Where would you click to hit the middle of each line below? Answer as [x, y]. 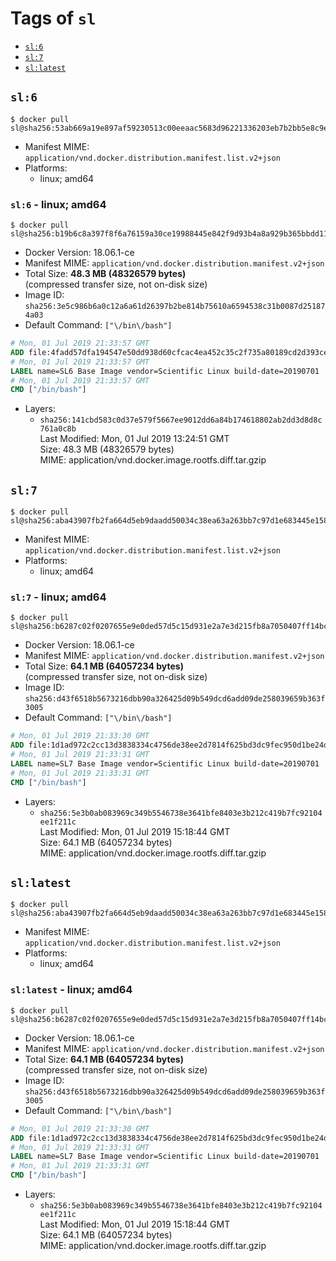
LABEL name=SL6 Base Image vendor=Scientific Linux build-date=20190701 [165, 371]
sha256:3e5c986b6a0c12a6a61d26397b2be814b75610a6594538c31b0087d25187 [175, 307]
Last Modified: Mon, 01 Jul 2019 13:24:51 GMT [134, 439]
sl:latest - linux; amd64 [71, 990]
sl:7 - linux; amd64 [58, 597]
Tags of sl [53, 18]
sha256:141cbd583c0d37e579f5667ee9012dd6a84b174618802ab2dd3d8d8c [181, 420]
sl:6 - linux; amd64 [58, 204]
